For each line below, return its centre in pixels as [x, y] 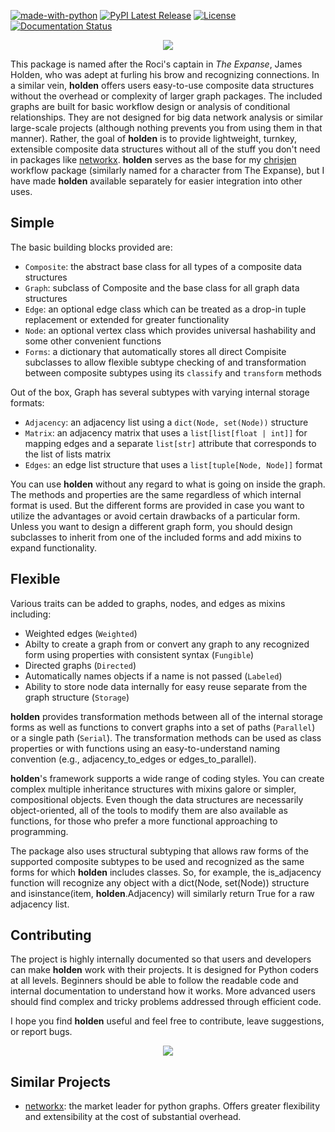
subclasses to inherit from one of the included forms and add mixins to [156, 537]
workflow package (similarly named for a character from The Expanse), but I [167, 170]
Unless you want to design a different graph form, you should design [151, 526]
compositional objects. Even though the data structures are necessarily [157, 799]
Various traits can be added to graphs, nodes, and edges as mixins [148, 603]
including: [31, 614]
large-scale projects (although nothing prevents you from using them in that [166, 128]
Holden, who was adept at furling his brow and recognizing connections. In [165, 74]
